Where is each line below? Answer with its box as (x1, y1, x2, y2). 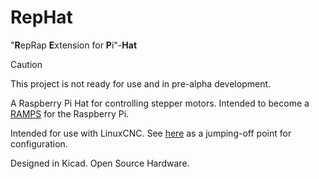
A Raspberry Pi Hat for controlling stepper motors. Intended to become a (10, 97, 310, 109)
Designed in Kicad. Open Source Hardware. (10, 157, 190, 169)
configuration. (10, 137, 68, 150)
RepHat (10, 6, 73, 29)
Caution (10, 58, 43, 70)
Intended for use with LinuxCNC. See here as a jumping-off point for (10, 127, 292, 139)
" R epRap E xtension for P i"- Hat (10, 39, 138, 51)
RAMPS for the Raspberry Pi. (10, 107, 130, 120)
